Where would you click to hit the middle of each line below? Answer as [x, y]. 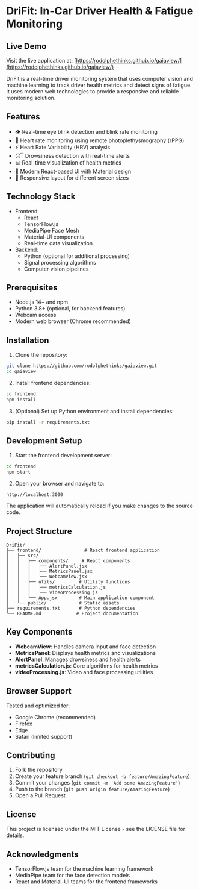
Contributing [31, 755]
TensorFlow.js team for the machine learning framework [84, 869]
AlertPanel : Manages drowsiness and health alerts [78, 659]
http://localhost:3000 [35, 495]
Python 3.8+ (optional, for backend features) [70, 309]
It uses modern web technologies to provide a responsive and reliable [93, 91]
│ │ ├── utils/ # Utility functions [68, 582]
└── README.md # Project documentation [72, 613]
